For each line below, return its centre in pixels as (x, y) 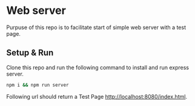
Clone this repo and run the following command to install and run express (98, 67)
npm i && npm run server (38, 85)
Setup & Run (30, 53)
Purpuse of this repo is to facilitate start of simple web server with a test (96, 27)
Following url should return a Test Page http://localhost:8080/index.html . (97, 96)
